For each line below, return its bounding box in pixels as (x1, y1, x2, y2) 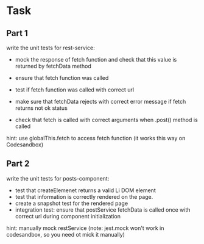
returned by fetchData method (15, 62, 91, 70)
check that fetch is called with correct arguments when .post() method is (15, 117, 198, 123)
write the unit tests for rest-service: (6, 44, 96, 51)
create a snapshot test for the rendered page (15, 199, 128, 207)
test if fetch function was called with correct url (15, 86, 135, 93)
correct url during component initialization (15, 212, 121, 220)
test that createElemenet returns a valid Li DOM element (15, 187, 157, 194)
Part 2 (6, 159, 30, 169)
